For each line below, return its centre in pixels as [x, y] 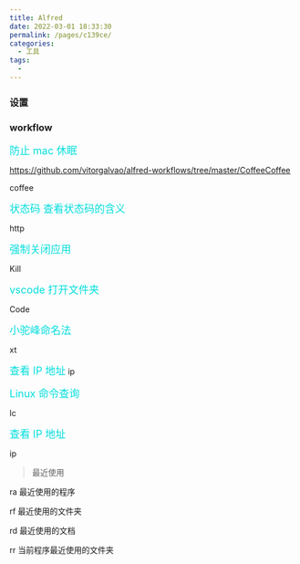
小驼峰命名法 [40, 331]
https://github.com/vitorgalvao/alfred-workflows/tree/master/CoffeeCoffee [150, 171]
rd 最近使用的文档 [42, 531]
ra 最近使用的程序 [42, 492]
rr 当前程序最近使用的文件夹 [62, 550]
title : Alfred [36, 18]
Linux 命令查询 [45, 394]
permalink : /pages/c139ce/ [61, 35]
